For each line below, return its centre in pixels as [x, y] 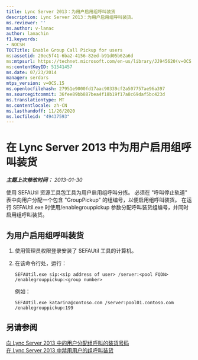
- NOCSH [16, 45]
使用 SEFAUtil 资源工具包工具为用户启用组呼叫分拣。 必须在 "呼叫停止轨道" [97, 193]
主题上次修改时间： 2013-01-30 [44, 180]
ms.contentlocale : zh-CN [37, 105]
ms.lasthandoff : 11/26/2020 [41, 111]
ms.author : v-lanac [30, 28]
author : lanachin [27, 34]
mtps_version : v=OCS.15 [35, 84]
